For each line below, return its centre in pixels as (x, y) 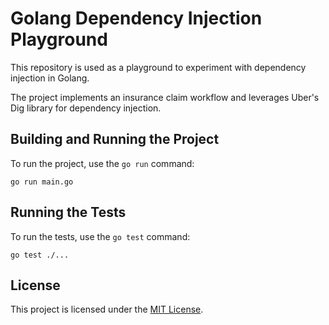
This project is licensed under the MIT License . (107, 309)
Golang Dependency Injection (136, 18)
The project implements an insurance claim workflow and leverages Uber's (165, 97)
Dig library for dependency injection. (86, 108)
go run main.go (42, 182)
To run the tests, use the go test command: (100, 236)
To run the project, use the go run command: (102, 163)
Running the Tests (68, 212)
